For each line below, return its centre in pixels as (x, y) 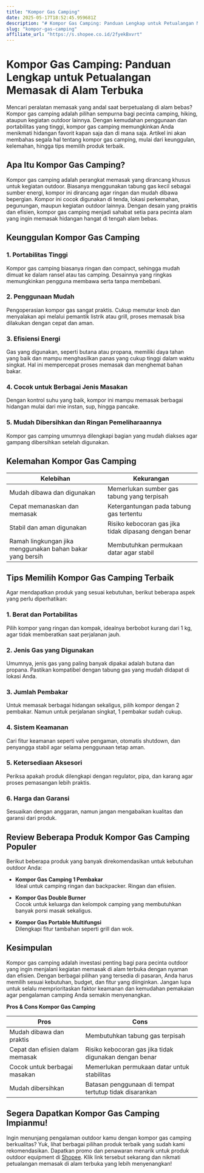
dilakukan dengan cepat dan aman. (50, 323)
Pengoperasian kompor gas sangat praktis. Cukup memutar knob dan (93, 310)
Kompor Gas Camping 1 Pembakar (59, 879)
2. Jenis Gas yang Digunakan (50, 650)
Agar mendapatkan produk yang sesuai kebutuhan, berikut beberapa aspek (101, 593)
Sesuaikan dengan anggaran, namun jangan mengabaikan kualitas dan (95, 811)
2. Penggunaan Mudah (40, 297)
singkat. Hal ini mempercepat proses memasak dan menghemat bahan (95, 365)
